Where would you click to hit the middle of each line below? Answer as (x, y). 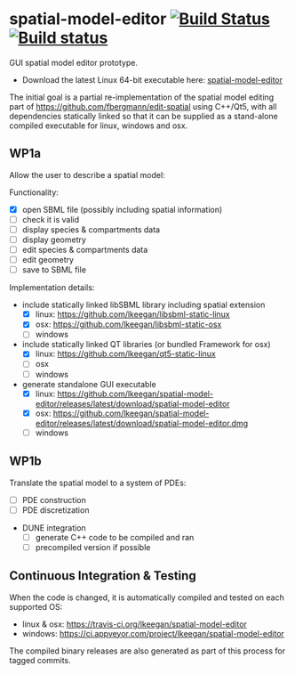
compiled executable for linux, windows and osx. (99, 126)
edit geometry (48, 260)
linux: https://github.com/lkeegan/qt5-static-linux (125, 354)
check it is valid (51, 219)
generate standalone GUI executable (89, 384)
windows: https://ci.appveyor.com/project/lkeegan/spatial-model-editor (153, 633)
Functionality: (34, 192)
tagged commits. (40, 660)
